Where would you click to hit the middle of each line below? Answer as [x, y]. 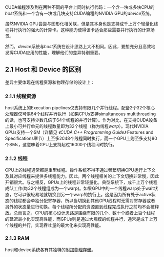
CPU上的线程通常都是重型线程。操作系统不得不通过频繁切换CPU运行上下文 [81, 170]
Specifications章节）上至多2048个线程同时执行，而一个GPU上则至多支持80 [81, 138]
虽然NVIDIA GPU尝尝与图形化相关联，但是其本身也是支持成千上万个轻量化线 [82, 24]
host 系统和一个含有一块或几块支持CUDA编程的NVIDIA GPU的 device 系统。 [80, 13]
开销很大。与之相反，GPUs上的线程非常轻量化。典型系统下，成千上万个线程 [81, 182]
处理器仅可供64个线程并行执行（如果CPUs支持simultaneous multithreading [81, 114]
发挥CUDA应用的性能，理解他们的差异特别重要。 [54, 52]
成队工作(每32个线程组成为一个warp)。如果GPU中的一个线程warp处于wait [80, 188]
